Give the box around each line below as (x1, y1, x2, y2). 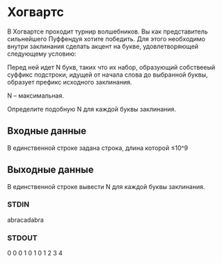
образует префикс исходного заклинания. (7, 77, 132, 86)
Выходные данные (7, 164, 94, 176)
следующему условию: (7, 50, 77, 58)
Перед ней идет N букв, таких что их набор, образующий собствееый (7, 63, 216, 71)
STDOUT (7, 233, 38, 243)
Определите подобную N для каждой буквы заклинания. (7, 105, 176, 113)
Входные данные (7, 125, 87, 137)
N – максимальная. (7, 91, 65, 100)
